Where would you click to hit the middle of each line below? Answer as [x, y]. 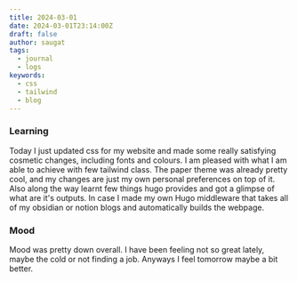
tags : [19, 51]
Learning [29, 132]
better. [21, 269]
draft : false [33, 34]
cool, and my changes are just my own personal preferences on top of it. [142, 179]
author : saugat [37, 42]
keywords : [28, 76]
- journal [35, 59]
